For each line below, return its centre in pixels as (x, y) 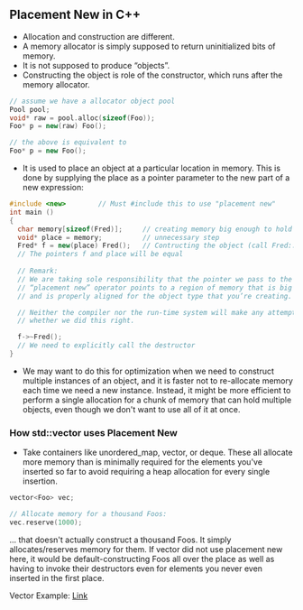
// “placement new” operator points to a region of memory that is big (155, 288)
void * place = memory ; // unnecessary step (119, 237)
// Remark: (38, 271)
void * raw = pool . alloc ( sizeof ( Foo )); (82, 118)
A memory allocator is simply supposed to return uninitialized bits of (149, 46)
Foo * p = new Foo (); (48, 151)
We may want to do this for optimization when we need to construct (148, 371)
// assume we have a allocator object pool (92, 101)
